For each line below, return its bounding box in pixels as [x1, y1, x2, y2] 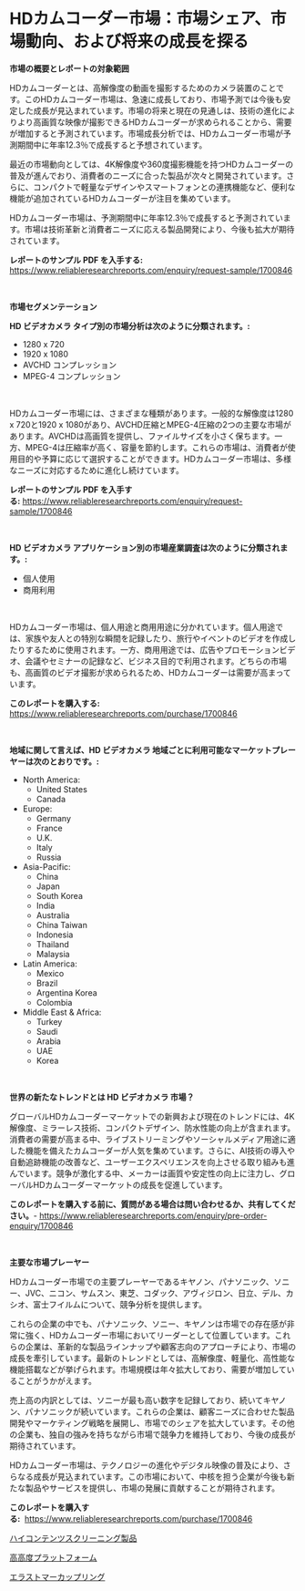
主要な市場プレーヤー [9, 1256, 89, 1267]
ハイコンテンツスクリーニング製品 [9, 1533, 137, 1544]
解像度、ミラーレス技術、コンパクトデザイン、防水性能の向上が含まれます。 [9, 1122, 296, 1133]
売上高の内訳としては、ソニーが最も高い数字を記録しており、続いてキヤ [9, 1394, 280, 1405]
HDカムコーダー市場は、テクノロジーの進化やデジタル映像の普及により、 [9, 1460, 284, 1471]
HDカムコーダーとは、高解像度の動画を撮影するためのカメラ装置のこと [9, 82, 277, 93]
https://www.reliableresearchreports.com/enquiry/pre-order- [39, 1210, 268, 1221]
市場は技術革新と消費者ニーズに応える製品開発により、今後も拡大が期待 [24, 223, 295, 234]
